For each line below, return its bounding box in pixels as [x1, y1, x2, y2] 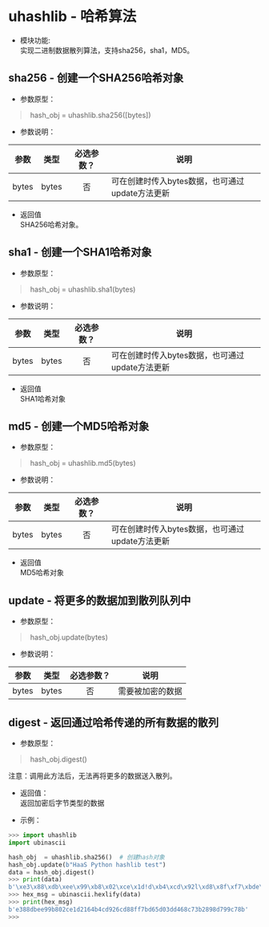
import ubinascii [8, 839, 66, 847]
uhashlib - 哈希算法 [8, 7, 137, 26]
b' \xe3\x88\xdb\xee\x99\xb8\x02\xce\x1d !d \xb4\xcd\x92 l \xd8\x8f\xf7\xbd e [8, 883, 260, 892]
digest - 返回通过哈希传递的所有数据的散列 [8, 716, 219, 729]
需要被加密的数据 [118, 686, 183, 697]
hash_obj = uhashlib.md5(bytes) [30, 459, 136, 468]
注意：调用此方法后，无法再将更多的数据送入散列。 [8, 771, 177, 780]
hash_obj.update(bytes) [30, 632, 108, 643]
